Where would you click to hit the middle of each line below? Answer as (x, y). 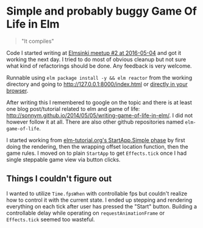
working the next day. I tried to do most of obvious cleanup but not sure (96, 59)
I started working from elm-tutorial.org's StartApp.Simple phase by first (96, 140)
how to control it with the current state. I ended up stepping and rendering (99, 200)
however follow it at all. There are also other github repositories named (95, 122)
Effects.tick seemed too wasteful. (51, 219)
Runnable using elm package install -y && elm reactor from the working (99, 77)
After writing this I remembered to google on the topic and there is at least (99, 102)
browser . (17, 90)
